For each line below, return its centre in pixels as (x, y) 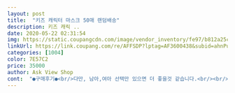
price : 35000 (26, 66)
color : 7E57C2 (28, 59)
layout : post (26, 14)
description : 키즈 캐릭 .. (44, 27)
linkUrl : (20, 46)
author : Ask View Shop (40, 72)
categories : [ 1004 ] (36, 53)
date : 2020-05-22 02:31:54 (47, 33)
